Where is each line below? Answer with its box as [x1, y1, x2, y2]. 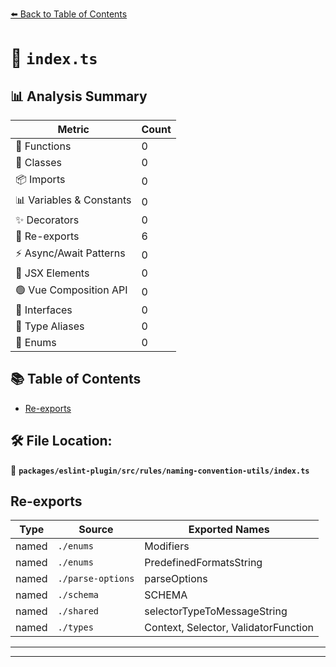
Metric [57, 123, 90, 136]
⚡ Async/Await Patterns [15, 246, 126, 260]
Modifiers [144, 539, 190, 553]
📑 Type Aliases [15, 319, 85, 333]
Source [78, 523, 114, 537]
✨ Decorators [15, 213, 80, 227]
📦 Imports [15, 173, 66, 186]
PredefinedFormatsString [144, 556, 263, 570]
